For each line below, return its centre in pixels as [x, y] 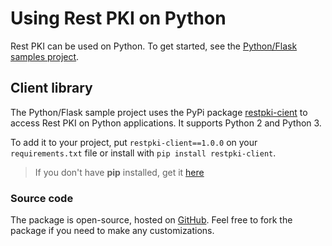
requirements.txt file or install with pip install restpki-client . [143, 153]
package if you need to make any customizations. [112, 231]
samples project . [45, 56]
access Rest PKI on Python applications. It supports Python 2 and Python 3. [166, 123]
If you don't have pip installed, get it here [119, 172]
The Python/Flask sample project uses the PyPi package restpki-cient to [159, 112]
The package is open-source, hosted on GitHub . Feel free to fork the [151, 220]
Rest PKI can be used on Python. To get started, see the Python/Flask [154, 46]
